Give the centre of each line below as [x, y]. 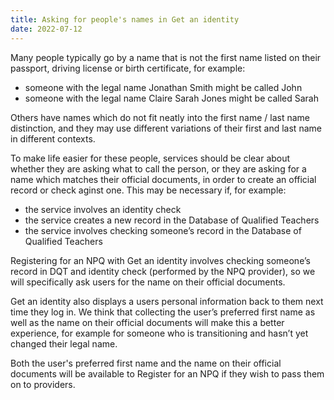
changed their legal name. [64, 343]
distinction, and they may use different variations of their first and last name [166, 128]
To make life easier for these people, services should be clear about [150, 158]
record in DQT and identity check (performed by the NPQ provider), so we [163, 271]
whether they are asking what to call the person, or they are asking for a [158, 168]
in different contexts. [53, 138]
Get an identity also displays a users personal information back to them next [167, 301]
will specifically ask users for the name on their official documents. [148, 282]
